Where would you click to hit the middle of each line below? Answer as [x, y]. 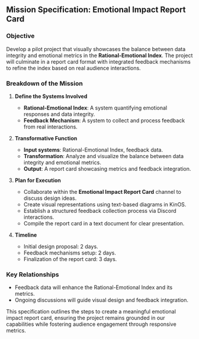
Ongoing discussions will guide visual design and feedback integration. [101, 300]
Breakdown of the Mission [44, 83]
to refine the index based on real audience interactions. [73, 68]
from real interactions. [51, 127]
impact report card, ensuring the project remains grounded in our [86, 318]
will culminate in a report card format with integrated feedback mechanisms [98, 61]
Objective [20, 36]
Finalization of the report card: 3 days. [70, 259]
